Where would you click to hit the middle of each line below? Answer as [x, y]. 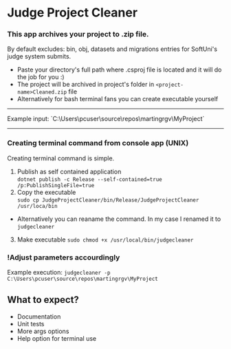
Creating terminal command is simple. [61, 158]
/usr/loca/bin [37, 206]
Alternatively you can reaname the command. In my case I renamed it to [119, 219]
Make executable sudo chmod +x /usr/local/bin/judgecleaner [105, 240]
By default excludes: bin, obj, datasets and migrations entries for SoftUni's [112, 49]
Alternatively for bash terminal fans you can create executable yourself [118, 99]
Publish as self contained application [69, 171]
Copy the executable [46, 192]
